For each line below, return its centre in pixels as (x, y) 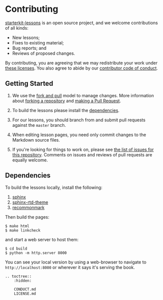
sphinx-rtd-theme (30, 202)
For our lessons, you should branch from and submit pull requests (79, 120)
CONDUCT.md (25, 289)
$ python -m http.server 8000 (36, 253)
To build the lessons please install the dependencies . (66, 110)
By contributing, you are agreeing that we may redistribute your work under (81, 63)
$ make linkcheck (23, 230)
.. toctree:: (18, 276)
